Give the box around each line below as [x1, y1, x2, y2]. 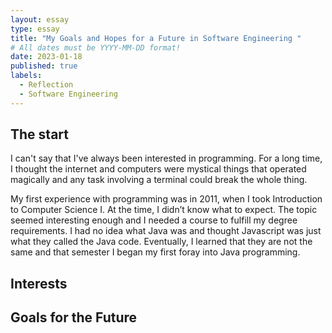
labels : [10, 71, 43, 81]
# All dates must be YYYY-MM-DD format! [10, 42, 182, 53]
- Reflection [19, 80, 74, 90]
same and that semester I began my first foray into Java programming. [10, 246, 301, 258]
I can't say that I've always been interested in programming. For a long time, [10, 152, 323, 165]
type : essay [10, 24, 60, 34]
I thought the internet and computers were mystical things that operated [10, 163, 307, 175]
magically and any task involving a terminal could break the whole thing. [10, 174, 308, 186]
